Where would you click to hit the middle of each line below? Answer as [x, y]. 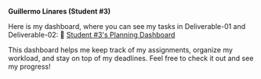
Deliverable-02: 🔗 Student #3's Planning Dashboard [92, 35]
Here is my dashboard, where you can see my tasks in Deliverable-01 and [127, 26]
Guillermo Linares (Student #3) [60, 11]
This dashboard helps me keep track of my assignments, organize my [121, 50]
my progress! [29, 66]
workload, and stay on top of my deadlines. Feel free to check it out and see [131, 58]
